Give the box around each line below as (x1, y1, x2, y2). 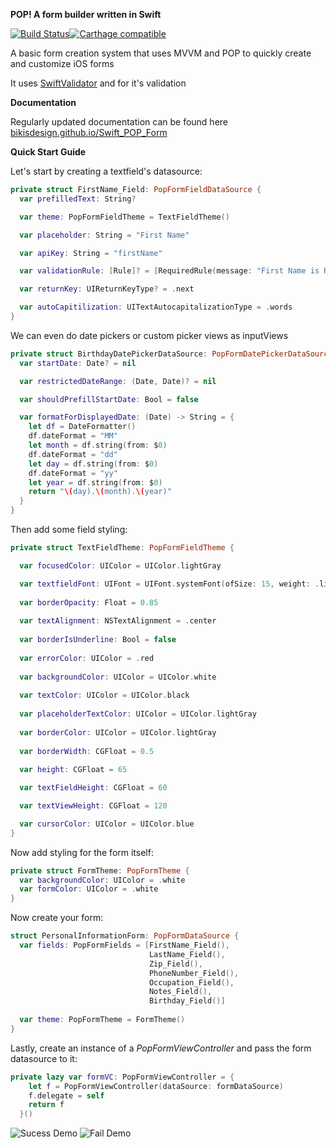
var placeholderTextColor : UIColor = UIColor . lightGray (19, 709, 257, 719)
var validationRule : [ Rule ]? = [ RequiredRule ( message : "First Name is (19, 266, 320, 276)
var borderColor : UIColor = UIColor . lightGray (19, 727, 217, 738)
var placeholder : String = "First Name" (19, 230, 190, 240)
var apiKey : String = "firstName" (19, 248, 163, 258)
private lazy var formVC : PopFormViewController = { (10, 1072, 235, 1082)
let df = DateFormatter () (28, 422, 137, 432)
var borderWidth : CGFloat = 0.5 (19, 746, 155, 756)
